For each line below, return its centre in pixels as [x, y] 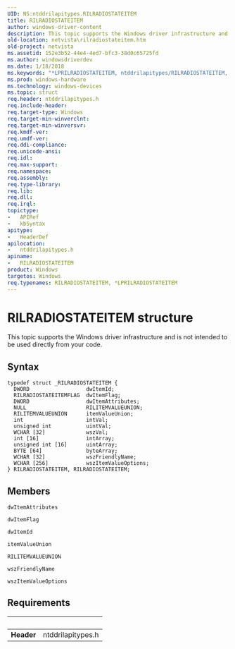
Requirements [39, 603]
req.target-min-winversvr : [47, 125]
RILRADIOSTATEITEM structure [100, 317]
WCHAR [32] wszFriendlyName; [75, 457]
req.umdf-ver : [28, 138]
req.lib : [20, 191]
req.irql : [22, 204]
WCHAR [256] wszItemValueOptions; [82, 463]
